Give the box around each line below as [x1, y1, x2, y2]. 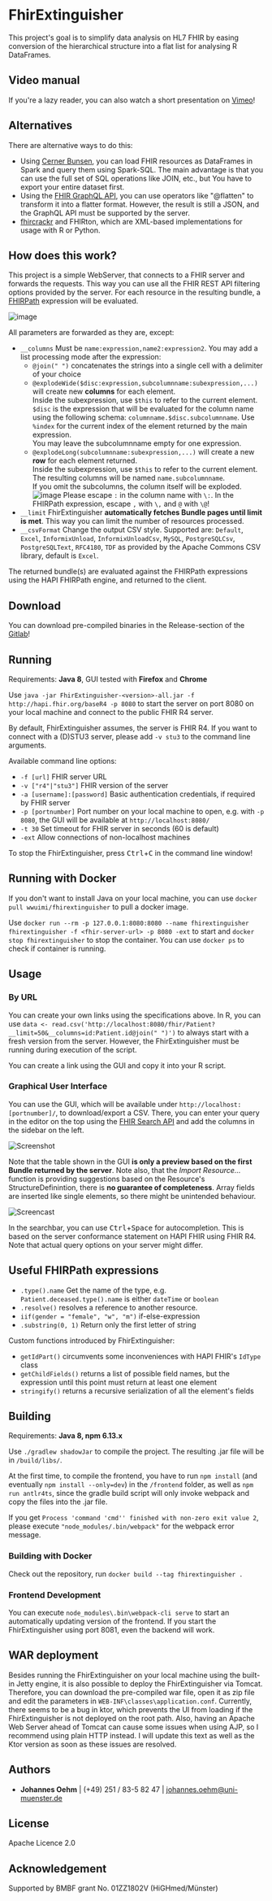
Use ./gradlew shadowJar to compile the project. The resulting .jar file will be [8, 1446, 265, 1457]
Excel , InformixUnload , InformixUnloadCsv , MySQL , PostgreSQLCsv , [19, 534, 235, 543]
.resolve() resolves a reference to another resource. [19, 1302, 198, 1312]
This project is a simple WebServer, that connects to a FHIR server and [8, 270, 245, 280]
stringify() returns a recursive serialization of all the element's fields [19, 1385, 254, 1396]
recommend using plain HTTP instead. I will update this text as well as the [8, 1730, 255, 1740]
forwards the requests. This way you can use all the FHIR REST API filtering [8, 279, 261, 289]
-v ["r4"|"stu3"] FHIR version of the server [19, 781, 169, 790]
